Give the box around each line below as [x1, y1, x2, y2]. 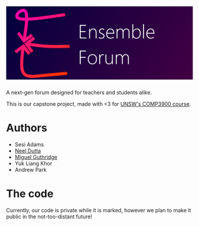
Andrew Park [14, 166, 47, 173]
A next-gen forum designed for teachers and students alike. [6, 89, 152, 96]
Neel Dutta [14, 147, 41, 154]
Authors [6, 121, 47, 134]
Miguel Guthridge [14, 153, 57, 161]
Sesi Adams [14, 140, 44, 148]
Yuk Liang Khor [14, 159, 52, 167]
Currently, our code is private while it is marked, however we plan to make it [6, 206, 191, 214]
